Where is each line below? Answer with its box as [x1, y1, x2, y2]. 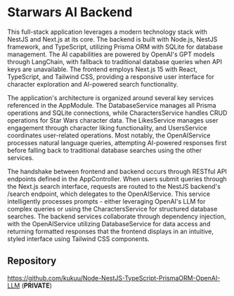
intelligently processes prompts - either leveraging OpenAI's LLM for [7, 197, 206, 205]
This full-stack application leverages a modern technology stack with [7, 27, 207, 36]
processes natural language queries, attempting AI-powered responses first [7, 138, 227, 147]
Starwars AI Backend [7, 4, 133, 20]
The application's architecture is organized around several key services [7, 93, 214, 102]
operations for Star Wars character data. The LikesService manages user [7, 116, 219, 124]
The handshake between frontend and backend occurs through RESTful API [7, 167, 227, 175]
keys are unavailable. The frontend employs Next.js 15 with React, [7, 65, 198, 73]
